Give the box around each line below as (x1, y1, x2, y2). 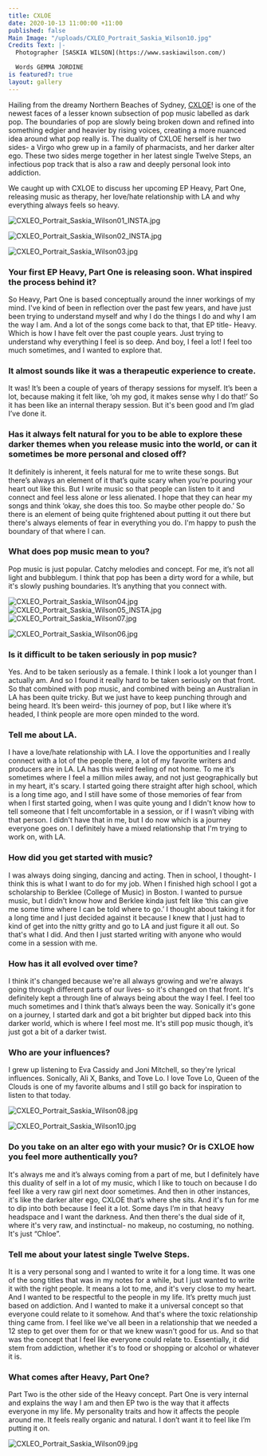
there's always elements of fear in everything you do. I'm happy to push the (8, 518, 257, 527)
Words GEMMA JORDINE (15, 63, 84, 72)
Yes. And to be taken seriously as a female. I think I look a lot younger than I (8, 667, 257, 677)
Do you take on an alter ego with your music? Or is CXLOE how (8, 1142, 255, 1153)
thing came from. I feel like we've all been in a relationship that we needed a (8, 1317, 257, 1327)
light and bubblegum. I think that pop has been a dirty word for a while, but (8, 572, 253, 582)
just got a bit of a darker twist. (8, 1027, 107, 1036)
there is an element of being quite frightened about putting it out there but (8, 509, 251, 519)
